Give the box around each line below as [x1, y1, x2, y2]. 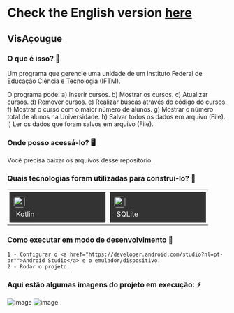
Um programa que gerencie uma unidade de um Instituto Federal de [7, 69, 203, 77]
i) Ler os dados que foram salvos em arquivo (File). [7, 120, 154, 128]
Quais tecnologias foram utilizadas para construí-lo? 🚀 [7, 174, 196, 183]
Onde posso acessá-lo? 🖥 [7, 137, 96, 147]
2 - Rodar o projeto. [7, 263, 71, 270]
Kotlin [16, 209, 35, 219]
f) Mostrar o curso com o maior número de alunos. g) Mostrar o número [7, 105, 214, 113]
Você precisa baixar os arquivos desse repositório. [7, 156, 154, 165]
